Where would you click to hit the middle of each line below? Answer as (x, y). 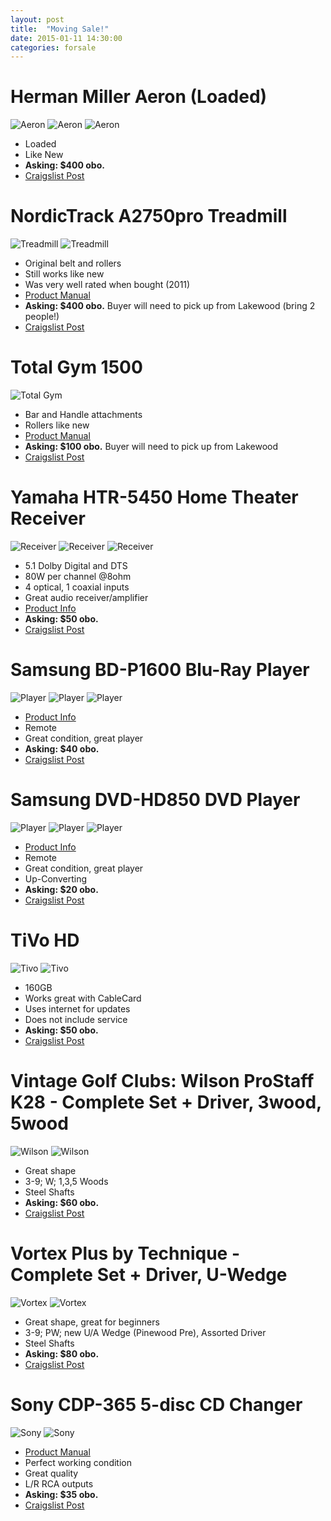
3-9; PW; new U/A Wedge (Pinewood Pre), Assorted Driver (145, 1332)
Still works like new (64, 274)
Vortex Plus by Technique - (125, 1253)
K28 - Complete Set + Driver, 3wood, (166, 1102)
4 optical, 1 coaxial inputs (77, 587)
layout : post (37, 19)
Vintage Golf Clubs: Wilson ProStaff (162, 1081)
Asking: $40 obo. (62, 748)
